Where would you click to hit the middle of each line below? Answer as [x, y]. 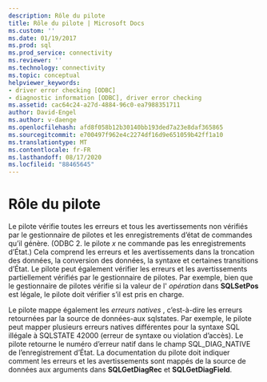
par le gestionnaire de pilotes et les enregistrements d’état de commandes [131, 235]
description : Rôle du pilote [57, 16]
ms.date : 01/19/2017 [43, 38]
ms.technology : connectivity [57, 68]
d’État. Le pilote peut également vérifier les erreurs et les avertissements [128, 269]
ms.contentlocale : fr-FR [50, 150]
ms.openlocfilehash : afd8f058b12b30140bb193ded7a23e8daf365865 [116, 127]
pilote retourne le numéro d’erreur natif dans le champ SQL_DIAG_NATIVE [130, 344]
